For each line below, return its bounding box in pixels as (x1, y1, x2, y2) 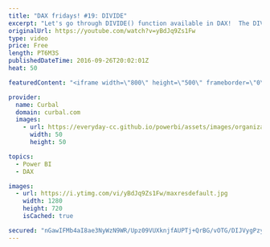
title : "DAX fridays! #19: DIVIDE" (8, 11, 128, 20)
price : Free (8, 42, 48, 50)
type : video (8, 34, 48, 43)
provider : (8, 93, 42, 101)
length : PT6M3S (8, 49, 59, 57)
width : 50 (29, 130, 63, 139)
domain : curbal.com (15, 108, 81, 117)
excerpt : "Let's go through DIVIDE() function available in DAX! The (8, 19, 250, 27)
